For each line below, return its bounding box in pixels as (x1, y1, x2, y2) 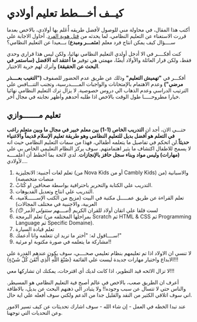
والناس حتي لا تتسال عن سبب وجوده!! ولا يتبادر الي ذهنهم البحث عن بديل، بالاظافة (7, 285, 186, 292)
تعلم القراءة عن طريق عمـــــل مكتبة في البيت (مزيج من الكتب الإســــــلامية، (15, 194, 184, 201)
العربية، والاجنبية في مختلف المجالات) (15, 200, 97, 207)
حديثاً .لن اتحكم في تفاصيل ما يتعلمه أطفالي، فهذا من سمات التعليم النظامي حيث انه (7, 139, 189, 146)
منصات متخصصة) (15, 175, 54, 182)
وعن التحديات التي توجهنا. (7, 309, 63, 316)
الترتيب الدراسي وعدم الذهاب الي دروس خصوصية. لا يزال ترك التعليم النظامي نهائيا (7, 86, 189, 94)
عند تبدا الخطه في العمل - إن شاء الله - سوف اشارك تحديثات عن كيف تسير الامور (7, 302, 186, 310)
